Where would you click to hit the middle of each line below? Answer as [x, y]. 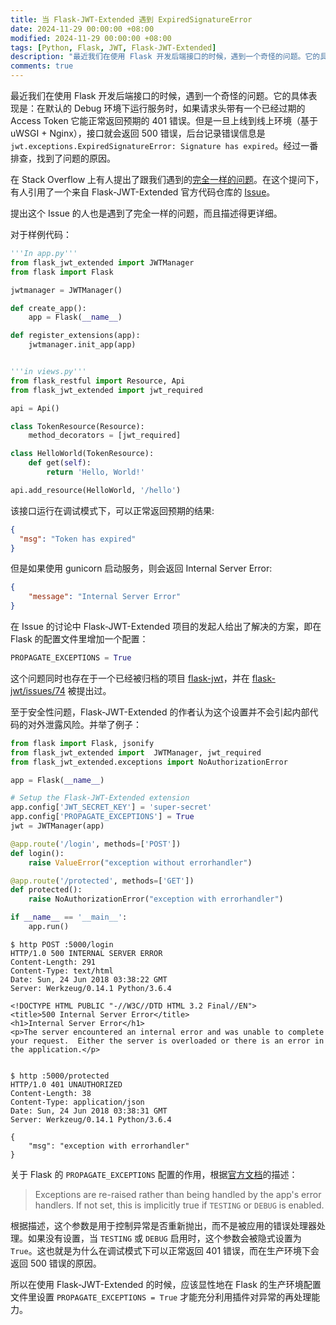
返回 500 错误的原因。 [56, 1263]
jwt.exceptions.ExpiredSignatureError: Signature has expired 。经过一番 [164, 145]
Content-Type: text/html [62, 971]
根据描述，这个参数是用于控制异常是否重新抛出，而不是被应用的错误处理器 [163, 1225]
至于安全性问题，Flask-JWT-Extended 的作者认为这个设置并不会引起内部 [160, 712]
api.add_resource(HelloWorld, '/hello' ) [96, 490]
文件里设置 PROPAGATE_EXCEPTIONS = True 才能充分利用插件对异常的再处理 [161, 1297]
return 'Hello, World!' [95, 472]
